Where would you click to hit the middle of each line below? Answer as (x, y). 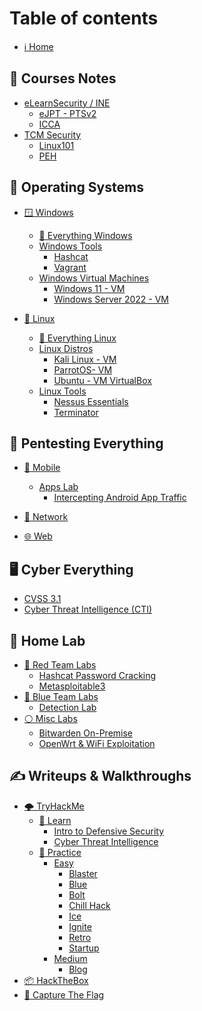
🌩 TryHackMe (54, 806)
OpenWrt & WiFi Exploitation (97, 743)
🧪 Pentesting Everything (86, 443)
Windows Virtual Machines (94, 278)
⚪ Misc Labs (50, 718)
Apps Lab (58, 487)
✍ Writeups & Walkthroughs (100, 776)
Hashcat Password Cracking (97, 675)
